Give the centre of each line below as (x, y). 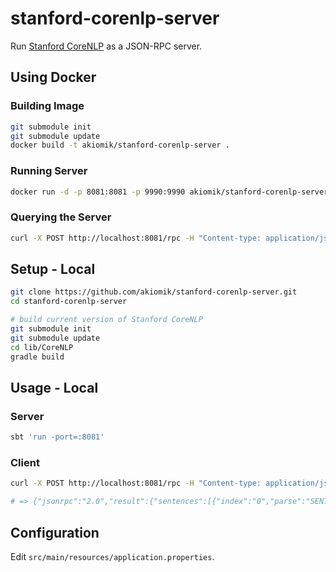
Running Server (49, 171)
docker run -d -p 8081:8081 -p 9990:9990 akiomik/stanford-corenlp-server (169, 192)
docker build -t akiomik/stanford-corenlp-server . (120, 145)
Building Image (47, 106)
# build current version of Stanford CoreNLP (106, 320)
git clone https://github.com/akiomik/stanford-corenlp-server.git (154, 292)
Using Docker (53, 77)
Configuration (55, 532)
